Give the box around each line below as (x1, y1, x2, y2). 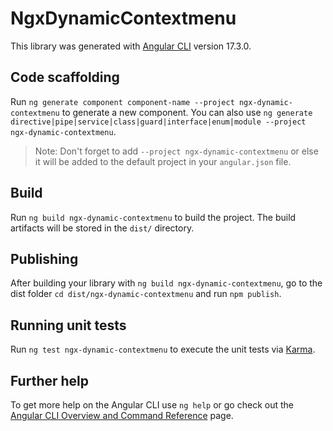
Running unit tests (10, 317, 127, 334)
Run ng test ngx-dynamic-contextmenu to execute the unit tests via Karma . (10, 343, 316, 356)
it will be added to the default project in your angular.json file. (34, 155, 292, 167)
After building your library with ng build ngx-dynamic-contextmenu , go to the (10, 277, 323, 289)
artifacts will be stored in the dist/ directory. (10, 222, 195, 234)
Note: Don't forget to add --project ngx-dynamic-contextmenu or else (34, 145, 319, 157)
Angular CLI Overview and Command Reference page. (10, 410, 234, 421)
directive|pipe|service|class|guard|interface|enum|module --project (10, 117, 307, 127)
